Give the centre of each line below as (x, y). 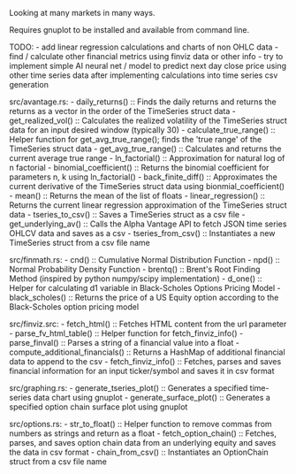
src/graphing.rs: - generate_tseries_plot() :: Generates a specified (129, 388)
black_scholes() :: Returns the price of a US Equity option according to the (144, 297)
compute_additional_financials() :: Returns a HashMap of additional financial (147, 352)
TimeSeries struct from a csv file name (80, 243)
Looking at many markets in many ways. (82, 13)
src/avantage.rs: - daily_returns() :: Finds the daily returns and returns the (143, 102)
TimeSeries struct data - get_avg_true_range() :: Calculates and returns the (145, 149)
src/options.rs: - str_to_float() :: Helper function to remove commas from (140, 424)
